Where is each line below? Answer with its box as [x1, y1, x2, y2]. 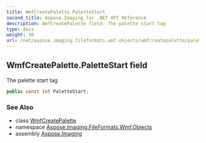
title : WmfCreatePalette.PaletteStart [6, 9, 105, 15]
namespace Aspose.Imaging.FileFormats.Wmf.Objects [15, 123, 152, 131]
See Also [6, 102, 34, 111]
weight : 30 [6, 32, 34, 38]
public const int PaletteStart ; [6, 88, 89, 95]
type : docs [6, 26, 34, 33]
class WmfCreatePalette [15, 117, 77, 124]
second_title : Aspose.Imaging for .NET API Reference [6, 15, 147, 21]
